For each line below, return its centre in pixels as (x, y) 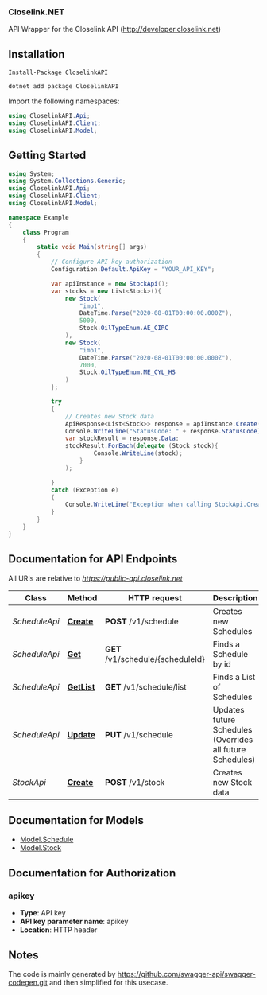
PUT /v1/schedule (139, 734)
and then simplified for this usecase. (108, 982)
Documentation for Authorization (92, 873)
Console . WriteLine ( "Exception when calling (138, 505)
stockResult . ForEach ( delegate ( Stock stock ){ (141, 446)
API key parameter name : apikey (74, 922)
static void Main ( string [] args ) (92, 247)
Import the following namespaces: (64, 101)
